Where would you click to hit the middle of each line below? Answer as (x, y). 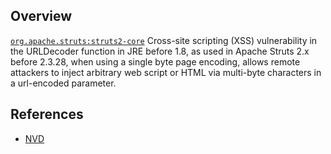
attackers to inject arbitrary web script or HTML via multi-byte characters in (166, 72)
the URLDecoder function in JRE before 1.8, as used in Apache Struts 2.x (160, 51)
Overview (41, 16)
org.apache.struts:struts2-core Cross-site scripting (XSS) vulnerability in (164, 40)
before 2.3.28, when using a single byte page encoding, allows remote (155, 61)
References (47, 114)
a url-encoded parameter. (63, 83)
